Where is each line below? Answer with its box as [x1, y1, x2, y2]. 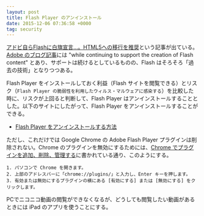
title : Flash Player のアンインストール [6, 15, 102, 21]
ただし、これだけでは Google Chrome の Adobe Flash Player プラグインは [6, 136, 192, 144]
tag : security [6, 26, 43, 32]
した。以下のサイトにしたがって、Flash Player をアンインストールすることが [6, 102, 199, 110]
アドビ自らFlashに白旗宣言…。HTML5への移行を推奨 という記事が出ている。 [6, 43, 199, 51]
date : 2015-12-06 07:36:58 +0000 [6, 20, 92, 26]
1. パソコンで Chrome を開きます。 [6, 165, 87, 171]
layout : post [6, 9, 40, 15]
